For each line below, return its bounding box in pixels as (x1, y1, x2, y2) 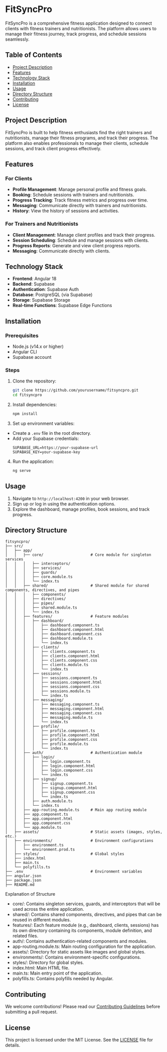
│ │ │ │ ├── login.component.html (5, 763, 95, 769)
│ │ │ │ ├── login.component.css (5, 768, 93, 773)
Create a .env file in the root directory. (12, 430, 91, 436)
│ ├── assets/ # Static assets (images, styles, (5, 829, 163, 835)
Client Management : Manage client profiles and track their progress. (12, 232, 155, 238)
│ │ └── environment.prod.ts (5, 847, 75, 852)
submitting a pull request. (5, 1009, 58, 1015)
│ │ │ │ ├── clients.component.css (5, 658, 98, 663)
